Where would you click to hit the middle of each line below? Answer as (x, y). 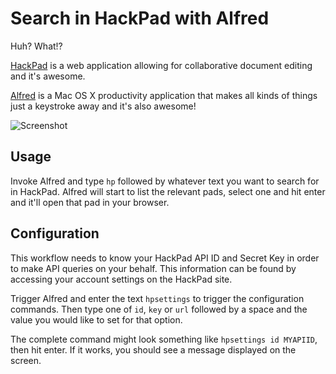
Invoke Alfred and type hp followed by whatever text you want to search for (165, 181)
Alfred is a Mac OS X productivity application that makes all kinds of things (164, 95)
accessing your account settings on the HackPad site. (121, 279)
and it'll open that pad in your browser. (90, 202)
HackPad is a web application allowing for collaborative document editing (161, 65)
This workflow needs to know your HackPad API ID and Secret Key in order (165, 258)
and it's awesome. (48, 76)
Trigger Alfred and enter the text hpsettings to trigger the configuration (157, 298)
